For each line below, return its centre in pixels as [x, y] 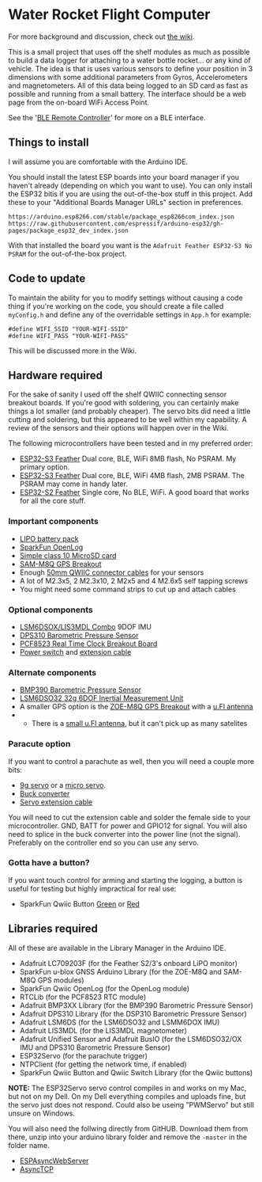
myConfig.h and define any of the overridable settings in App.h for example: [130, 314]
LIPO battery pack [49, 538]
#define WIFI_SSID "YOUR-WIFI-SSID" [68, 329]
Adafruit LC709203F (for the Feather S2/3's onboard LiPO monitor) [129, 963]
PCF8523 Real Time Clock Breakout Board [88, 644]
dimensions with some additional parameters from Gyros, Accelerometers [128, 77]
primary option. [45, 467]
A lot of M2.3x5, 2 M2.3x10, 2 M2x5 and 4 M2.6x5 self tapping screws [134, 580]
